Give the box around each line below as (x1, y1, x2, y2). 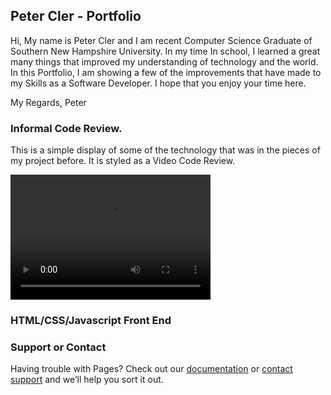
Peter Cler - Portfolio (10, 8, 142, 25)
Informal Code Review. (10, 121, 123, 135)
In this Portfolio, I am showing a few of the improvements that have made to (10, 66, 322, 78)
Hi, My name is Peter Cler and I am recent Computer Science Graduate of (10, 34, 313, 46)
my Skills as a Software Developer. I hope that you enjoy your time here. (10, 77, 307, 89)
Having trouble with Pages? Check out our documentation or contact (10, 363, 293, 375)
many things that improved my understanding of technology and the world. (10, 55, 319, 68)
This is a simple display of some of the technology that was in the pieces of (10, 144, 321, 156)
